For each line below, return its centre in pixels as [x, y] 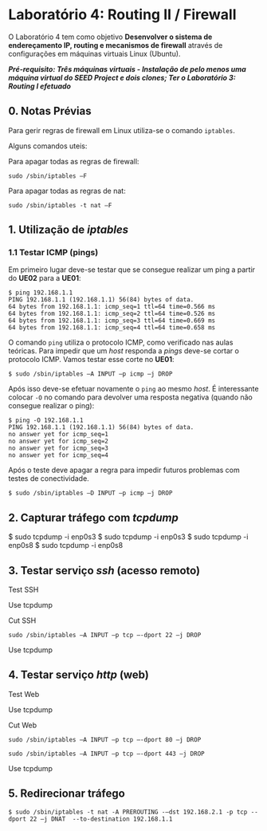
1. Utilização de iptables [69, 230]
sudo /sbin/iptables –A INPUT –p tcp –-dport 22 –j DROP [105, 636]
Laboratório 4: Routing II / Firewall [122, 15]
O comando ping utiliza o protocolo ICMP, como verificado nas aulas [121, 343]
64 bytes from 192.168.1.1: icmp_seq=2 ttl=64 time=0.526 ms [112, 314]
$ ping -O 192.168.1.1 [46, 420]
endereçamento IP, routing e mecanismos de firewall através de [116, 45]
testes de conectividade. [49, 479]
